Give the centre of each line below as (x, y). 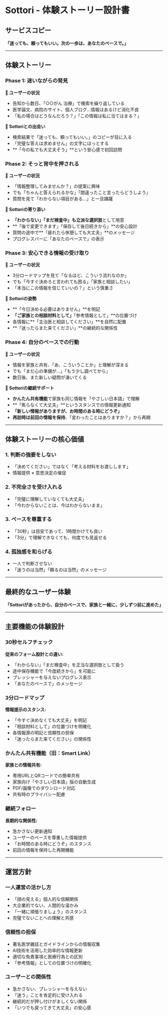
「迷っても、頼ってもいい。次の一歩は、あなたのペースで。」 (67, 43)
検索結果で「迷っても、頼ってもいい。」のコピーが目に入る (72, 137)
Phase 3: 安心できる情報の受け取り (47, 253)
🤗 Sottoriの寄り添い (25, 209)
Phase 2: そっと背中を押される (42, 164)
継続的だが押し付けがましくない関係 (50, 1001)
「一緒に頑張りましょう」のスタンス (50, 912)
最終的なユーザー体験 (38, 592)
